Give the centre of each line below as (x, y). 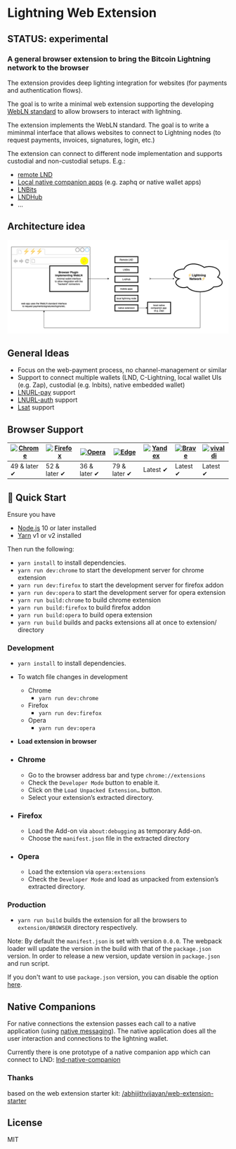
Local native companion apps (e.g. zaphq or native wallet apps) (109, 182)
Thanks (20, 1078)
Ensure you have (32, 514)
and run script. (28, 964)
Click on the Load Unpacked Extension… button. (95, 790)
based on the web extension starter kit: (64, 1093)
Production (27, 905)
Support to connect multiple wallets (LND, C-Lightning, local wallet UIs (119, 378)
